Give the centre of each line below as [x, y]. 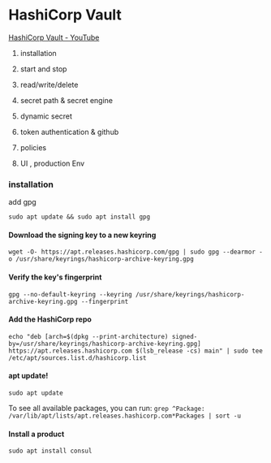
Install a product [37, 434]
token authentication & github [69, 132]
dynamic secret [46, 116]
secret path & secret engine [67, 100]
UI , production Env [52, 163]
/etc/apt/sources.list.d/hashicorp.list [78, 358]
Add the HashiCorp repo [50, 319]
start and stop [43, 69]
